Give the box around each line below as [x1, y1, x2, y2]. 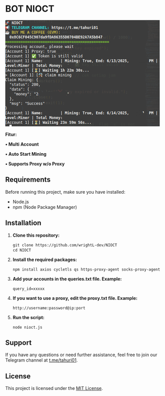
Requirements [5, 175, 51, 184]
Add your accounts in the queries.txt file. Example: [12, 276, 122, 282]
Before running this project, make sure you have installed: [5, 189, 126, 195]
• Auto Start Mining [5, 151, 47, 157]
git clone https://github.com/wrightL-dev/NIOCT [12, 242, 117, 248]
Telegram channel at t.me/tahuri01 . [5, 357, 78, 363]
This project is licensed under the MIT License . [5, 385, 103, 391]
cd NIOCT [12, 247, 31, 253]
